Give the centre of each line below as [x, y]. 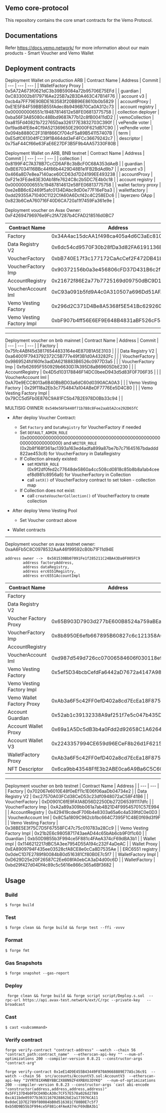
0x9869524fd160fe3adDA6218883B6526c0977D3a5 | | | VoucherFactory [80, 362]
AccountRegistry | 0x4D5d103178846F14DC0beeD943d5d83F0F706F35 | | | [83, 372]
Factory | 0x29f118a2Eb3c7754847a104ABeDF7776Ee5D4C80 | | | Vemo [79, 388]
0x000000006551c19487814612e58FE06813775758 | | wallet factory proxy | [83, 185]
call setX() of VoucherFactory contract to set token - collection [91, 480]
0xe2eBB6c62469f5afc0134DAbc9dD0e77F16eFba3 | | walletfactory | [77, 190]
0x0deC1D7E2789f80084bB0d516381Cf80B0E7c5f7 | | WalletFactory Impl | [82, 855]
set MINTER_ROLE [43, 464]
